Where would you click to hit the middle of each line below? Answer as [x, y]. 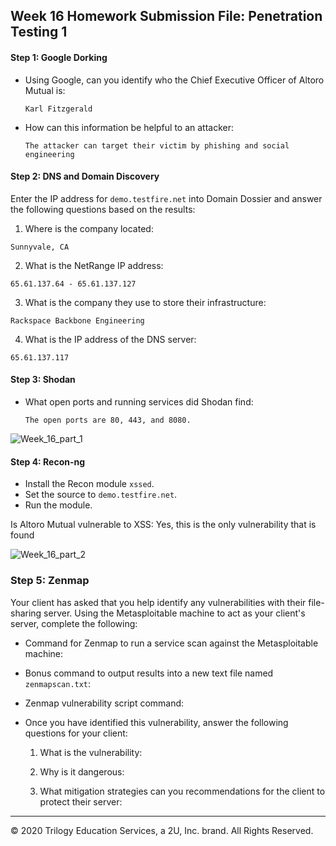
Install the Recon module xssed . [89, 484]
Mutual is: [45, 90]
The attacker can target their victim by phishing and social [157, 145]
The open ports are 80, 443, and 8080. [108, 420]
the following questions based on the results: [103, 209]
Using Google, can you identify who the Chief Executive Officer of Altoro [174, 80]
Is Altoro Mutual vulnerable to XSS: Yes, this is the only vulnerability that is [163, 525]
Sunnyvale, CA [40, 247]
